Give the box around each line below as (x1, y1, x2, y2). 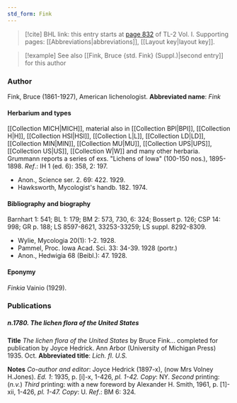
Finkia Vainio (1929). (7, 283, 67, 292)
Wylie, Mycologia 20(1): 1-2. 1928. (17, 237, 117, 245)
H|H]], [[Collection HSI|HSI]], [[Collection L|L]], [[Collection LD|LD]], (7, 132, 206, 140)
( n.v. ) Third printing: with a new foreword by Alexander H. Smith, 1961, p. (7, 380, 219, 389)
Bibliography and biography (7, 199, 91, 208)
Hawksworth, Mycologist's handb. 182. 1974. (17, 183, 148, 192)
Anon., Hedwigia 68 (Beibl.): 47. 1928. (17, 251, 127, 260)
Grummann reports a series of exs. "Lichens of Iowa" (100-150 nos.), (7, 154, 208, 163)
